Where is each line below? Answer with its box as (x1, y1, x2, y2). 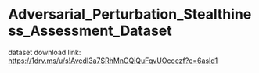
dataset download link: (8, 47, 81, 57)
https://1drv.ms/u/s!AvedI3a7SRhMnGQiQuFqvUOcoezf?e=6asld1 (8, 56, 218, 65)
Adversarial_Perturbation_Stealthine (8, 5, 252, 23)
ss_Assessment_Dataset (8, 22, 172, 40)
